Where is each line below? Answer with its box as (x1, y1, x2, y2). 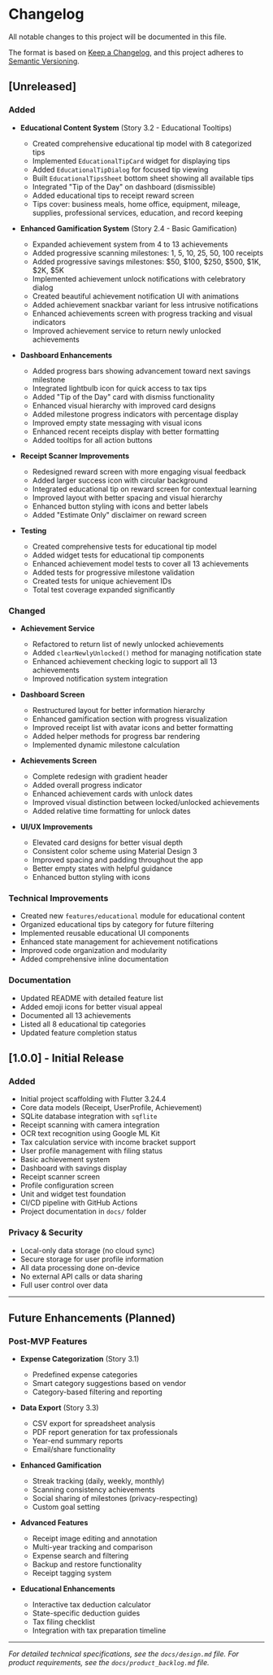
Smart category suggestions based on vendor (32, 1379, 187, 1389)
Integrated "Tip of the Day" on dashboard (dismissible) (32, 181, 216, 191)
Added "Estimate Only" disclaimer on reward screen (32, 509, 207, 519)
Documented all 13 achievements (19, 1010, 132, 1020)
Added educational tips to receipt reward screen (32, 190, 195, 200)
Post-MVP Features (8, 1336, 88, 1347)
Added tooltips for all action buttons (32, 435, 153, 444)
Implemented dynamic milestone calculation (32, 740, 180, 750)
